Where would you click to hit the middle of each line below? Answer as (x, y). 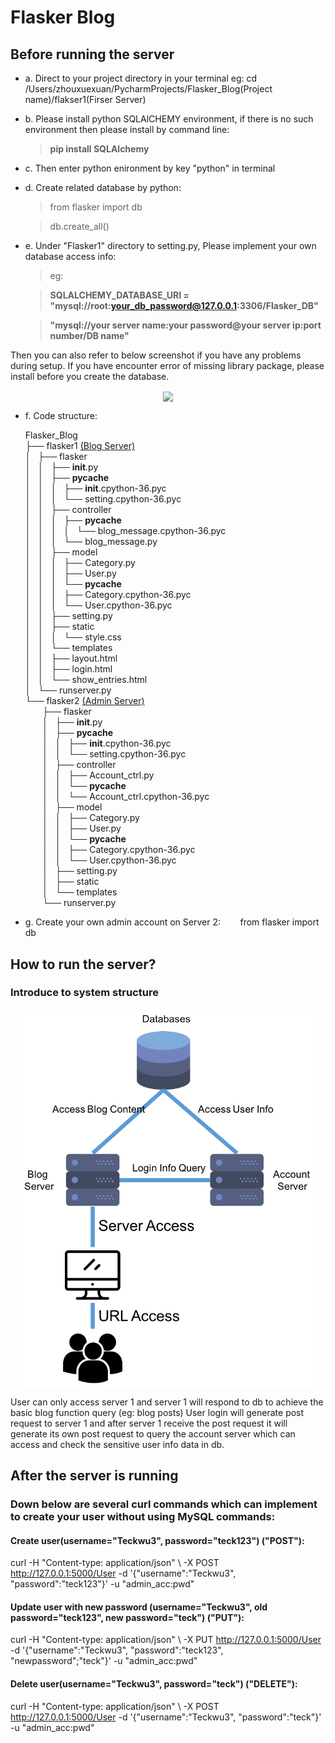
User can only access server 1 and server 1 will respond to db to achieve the (167, 1402)
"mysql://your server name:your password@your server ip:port (185, 325)
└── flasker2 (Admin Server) (84, 701)
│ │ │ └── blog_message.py (91, 542)
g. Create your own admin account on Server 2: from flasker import (172, 922)
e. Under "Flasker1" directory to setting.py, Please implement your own (170, 245)
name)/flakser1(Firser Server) (85, 99)
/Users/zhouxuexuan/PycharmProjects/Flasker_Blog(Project (148, 89)
